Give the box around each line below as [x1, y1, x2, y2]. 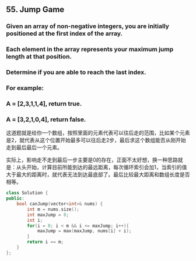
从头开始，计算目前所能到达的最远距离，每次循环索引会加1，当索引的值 [16, 164, 187, 171]
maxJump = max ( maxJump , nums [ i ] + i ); [37, 228, 132, 234]
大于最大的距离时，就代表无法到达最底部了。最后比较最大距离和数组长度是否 [6, 171, 190, 178]
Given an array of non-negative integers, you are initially [6, 22, 169, 30]
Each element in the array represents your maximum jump [6, 45, 174, 53]
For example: [6, 84, 44, 92]
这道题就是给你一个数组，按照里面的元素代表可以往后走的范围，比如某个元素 [6, 129, 190, 136]
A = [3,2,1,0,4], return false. [6, 115, 86, 123]
